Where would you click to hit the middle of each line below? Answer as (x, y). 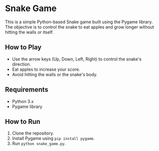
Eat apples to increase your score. (46, 69)
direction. (22, 64)
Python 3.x (23, 101)
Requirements (27, 90)
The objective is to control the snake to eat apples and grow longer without (80, 27)
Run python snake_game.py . (39, 144)
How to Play (23, 47)
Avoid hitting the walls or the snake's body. (55, 74)
